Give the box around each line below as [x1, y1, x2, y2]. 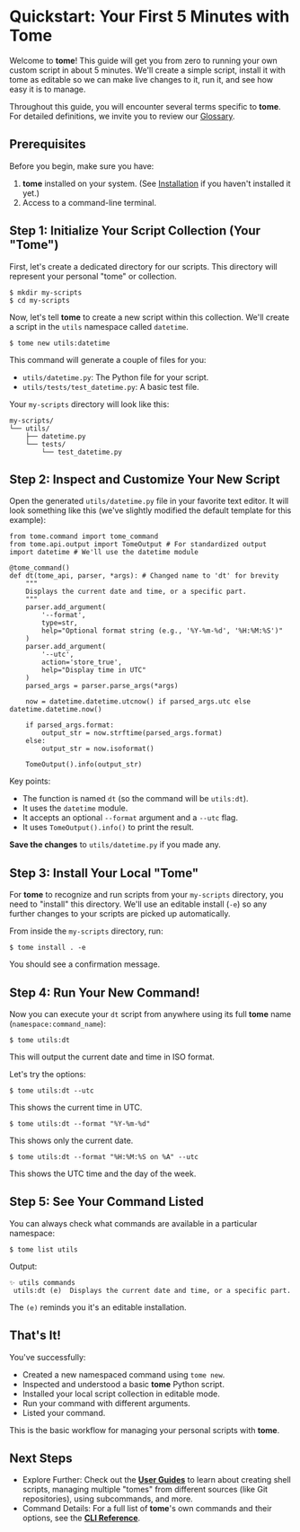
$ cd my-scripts [9, 296, 70, 305]
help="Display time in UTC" [41, 666, 146, 675]
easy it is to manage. [9, 84, 86, 94]
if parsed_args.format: [25, 721, 115, 730]
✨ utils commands [9, 1278, 76, 1287]
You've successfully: [9, 1351, 86, 1362]
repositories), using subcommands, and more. [22, 1493, 193, 1504]
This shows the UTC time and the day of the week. [9, 1168, 197, 1179]
